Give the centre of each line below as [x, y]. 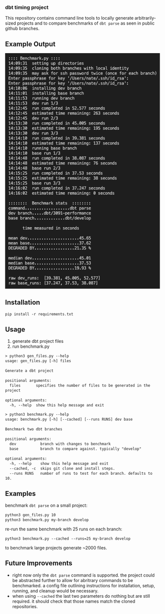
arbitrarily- [145, 18]
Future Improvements [39, 563]
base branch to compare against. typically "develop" [75, 449]
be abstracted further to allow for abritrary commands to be [73, 580]
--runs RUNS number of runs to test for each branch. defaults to [81, 474]
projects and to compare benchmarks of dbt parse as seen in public [86, 23]
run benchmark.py [31, 346]
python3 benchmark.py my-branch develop [47, 520]
